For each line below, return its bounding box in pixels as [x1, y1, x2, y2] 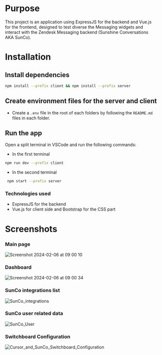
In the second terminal [12, 169, 57, 175]
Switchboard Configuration [5, 333, 71, 340]
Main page [5, 241, 30, 247]
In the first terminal [12, 151, 50, 157]
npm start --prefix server [7, 179, 62, 184]
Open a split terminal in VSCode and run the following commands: [5, 142, 136, 148]
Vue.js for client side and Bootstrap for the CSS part [12, 207, 116, 212]
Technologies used [5, 190, 51, 197]
